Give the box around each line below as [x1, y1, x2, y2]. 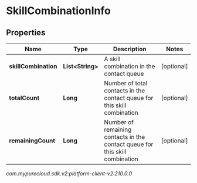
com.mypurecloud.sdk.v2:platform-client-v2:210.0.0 [6, 170, 133, 177]
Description [113, 45, 147, 53]
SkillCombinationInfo [6, 4, 111, 18]
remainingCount [9, 137, 56, 145]
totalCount [9, 94, 40, 102]
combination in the [104, 62, 155, 70]
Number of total [104, 79, 148, 87]
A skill [104, 55, 121, 63]
